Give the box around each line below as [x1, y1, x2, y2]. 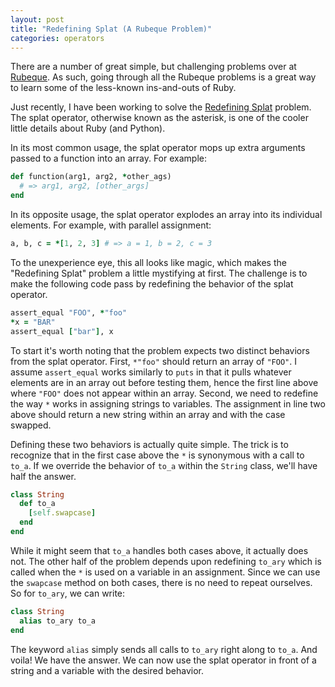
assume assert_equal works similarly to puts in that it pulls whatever [10, 366, 292, 378]
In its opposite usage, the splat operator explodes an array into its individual [10, 209, 323, 220]
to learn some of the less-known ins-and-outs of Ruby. [10, 82, 237, 94]
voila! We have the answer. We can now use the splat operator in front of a [10, 654, 317, 666]
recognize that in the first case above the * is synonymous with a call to [10, 449, 305, 461]
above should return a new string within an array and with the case [10, 408, 286, 420]
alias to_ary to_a [19, 616, 97, 626]
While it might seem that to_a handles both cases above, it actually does [10, 544, 309, 556]
